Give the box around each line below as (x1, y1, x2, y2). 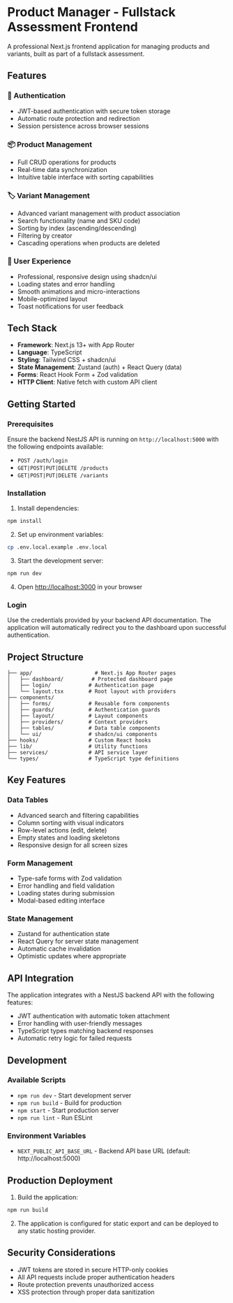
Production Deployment (7, 1174, 113, 1186)
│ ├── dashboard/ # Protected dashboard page (7, 676, 173, 683)
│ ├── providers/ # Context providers (7, 719, 149, 726)
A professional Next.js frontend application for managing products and (7, 42, 210, 50)
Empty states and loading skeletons (17, 833, 120, 842)
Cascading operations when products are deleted (17, 239, 160, 247)
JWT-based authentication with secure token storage (17, 106, 171, 115)
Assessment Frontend (7, 19, 138, 35)
